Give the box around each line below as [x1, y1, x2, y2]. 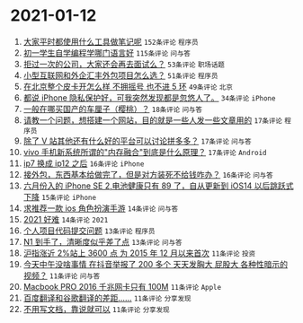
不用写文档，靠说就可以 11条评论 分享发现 [22, 303, 170, 314]
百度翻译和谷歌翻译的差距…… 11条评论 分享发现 [22, 292, 192, 303]
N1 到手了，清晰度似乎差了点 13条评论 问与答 [22, 236, 183, 247]
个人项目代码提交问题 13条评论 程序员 [22, 225, 156, 236]
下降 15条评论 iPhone [22, 191, 97, 202]
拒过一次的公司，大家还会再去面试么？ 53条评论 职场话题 [22, 58, 226, 69]
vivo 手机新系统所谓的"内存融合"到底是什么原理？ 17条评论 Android [22, 146, 268, 157]
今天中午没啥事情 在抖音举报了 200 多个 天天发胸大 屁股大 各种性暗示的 [22, 258, 289, 269]
